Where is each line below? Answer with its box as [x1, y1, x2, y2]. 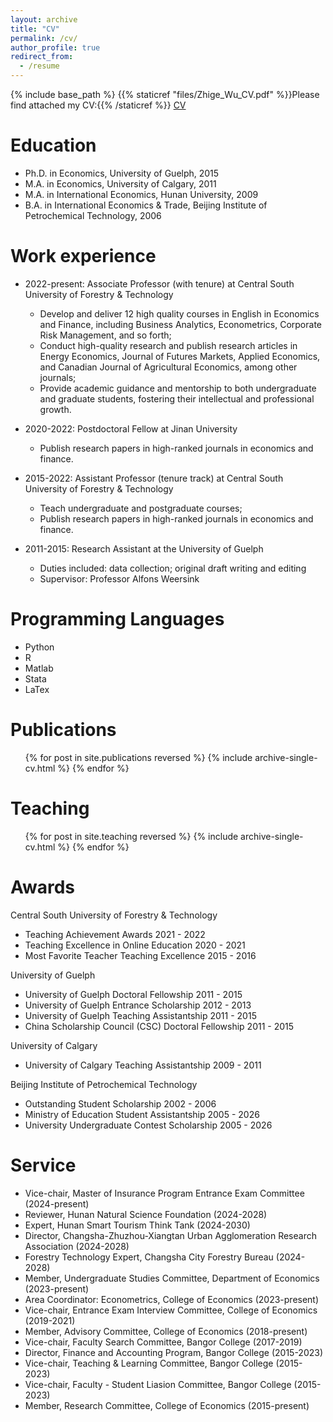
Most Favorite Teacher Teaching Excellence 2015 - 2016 [24, 949, 257, 961]
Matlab [24, 662, 54, 674]
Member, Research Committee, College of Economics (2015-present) [24, 1399, 310, 1411]
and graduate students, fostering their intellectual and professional [39, 392, 315, 405]
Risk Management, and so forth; [39, 329, 172, 341]
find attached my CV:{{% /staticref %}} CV [10, 99, 187, 111]
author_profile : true [10, 42, 101, 53]
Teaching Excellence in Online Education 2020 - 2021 [24, 939, 246, 951]
